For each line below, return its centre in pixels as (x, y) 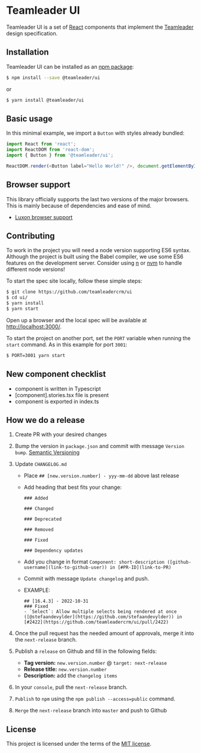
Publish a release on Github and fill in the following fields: (86, 651)
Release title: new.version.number (65, 669)
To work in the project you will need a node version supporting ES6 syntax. (99, 250)
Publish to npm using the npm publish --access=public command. (95, 699)
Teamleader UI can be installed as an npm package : (70, 66)
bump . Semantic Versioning (47, 452)
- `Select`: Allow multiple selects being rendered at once (100, 612)
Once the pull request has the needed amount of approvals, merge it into (104, 633)
